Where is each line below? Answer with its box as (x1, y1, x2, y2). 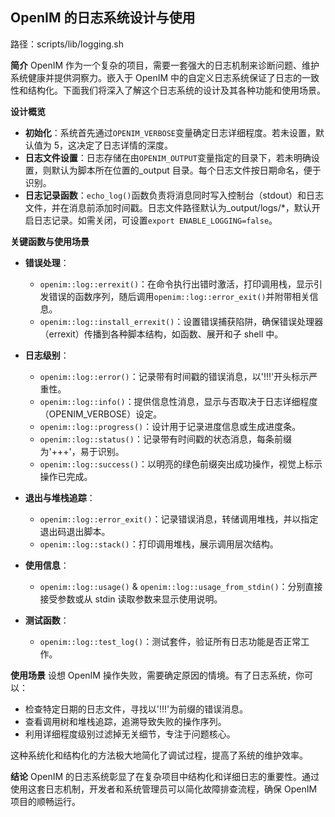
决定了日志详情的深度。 (76, 139, 174, 151)
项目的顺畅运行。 (10, 795, 81, 807)
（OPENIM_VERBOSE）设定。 (39, 408, 163, 420)
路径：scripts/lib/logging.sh (10, 38, 124, 50)
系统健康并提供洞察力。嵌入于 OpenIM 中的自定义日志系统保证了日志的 (10, 71, 302, 83)
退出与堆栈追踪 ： (24, 491, 96, 503)
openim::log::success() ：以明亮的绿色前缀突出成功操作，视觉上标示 (39, 458, 323, 470)
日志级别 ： (24, 349, 70, 361)
